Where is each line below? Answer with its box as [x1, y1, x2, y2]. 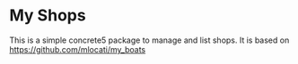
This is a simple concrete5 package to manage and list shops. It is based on [9, 35, 290, 45]
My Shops [9, 5, 87, 26]
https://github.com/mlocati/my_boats [9, 44, 146, 54]
